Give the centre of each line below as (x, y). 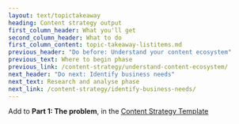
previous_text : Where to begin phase (70, 60)
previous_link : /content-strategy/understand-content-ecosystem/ (118, 67)
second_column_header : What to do (65, 38)
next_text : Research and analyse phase (74, 81)
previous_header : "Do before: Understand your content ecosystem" (120, 52)
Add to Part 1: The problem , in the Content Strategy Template (108, 111)
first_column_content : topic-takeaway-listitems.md (95, 45)
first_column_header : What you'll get (72, 30)
